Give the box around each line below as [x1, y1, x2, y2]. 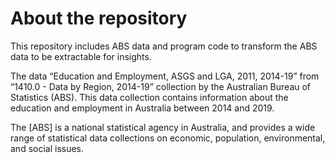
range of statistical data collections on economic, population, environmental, [10, 132, 326, 144]
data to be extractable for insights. [10, 50, 152, 62]
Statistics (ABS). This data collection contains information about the [10, 91, 289, 103]
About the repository [10, 7, 188, 30]
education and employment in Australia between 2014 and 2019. [10, 102, 275, 114]
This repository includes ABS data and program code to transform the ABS [10, 40, 318, 52]
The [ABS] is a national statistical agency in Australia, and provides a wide [10, 121, 316, 133]
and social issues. [10, 142, 85, 154]
